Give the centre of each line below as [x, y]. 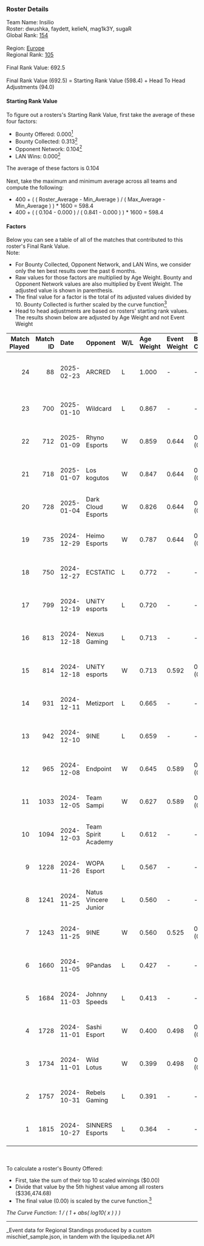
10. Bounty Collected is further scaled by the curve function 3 [91, 304]
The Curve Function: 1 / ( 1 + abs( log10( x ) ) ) [63, 1212]
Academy [100, 841]
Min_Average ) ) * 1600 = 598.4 [54, 206]
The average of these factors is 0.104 [53, 168]
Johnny [97, 994]
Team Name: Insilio [30, 23]
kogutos [97, 478]
